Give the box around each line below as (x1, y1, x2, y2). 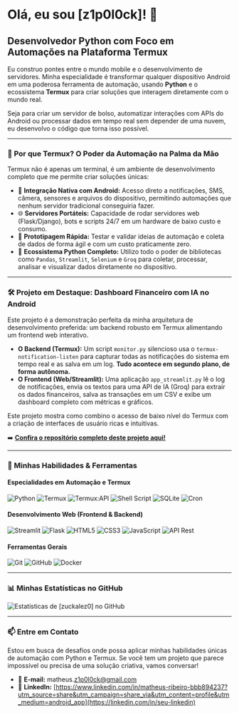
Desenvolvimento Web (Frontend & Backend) (7, 510, 144, 519)
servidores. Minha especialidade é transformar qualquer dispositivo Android (7, 73, 230, 81)
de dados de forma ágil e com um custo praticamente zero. (17, 240, 192, 248)
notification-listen (17, 353, 79, 360)
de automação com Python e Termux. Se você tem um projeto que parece (7, 653, 224, 662)
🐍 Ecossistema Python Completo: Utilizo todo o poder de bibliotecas (17, 248, 222, 256)
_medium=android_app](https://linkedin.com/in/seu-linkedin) (17, 697, 196, 706)
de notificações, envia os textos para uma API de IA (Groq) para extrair (17, 382, 225, 391)
